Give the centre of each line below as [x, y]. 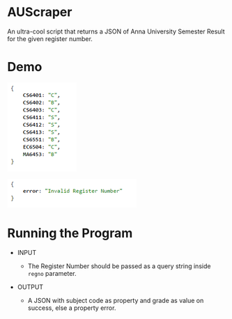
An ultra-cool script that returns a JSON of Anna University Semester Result [116, 31]
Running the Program [70, 233]
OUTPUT [30, 287]
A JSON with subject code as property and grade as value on [116, 300]
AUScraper [40, 12]
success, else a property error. [72, 308]
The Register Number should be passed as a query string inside [119, 266]
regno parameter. [52, 273]
